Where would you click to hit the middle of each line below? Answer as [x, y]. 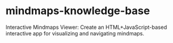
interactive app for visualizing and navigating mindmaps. [75, 33]
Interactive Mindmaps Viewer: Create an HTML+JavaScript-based [86, 27]
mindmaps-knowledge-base [78, 11]
